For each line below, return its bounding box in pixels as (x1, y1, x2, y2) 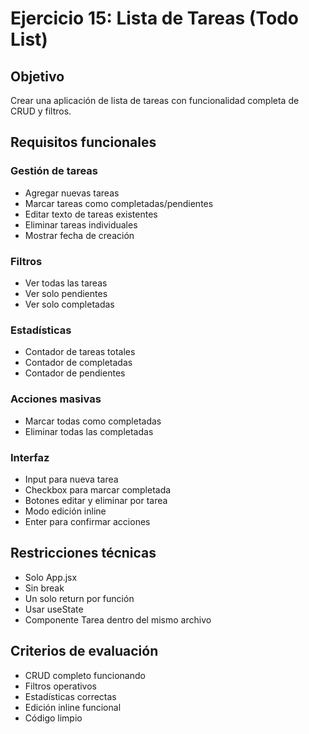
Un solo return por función (24, 592, 135, 604)
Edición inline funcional (24, 701, 122, 713)
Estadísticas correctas (24, 690, 117, 702)
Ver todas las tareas (24, 277, 108, 289)
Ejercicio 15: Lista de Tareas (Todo (10, 7, 299, 30)
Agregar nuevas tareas (24, 187, 120, 199)
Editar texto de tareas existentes (24, 208, 158, 220)
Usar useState (24, 603, 84, 615)
